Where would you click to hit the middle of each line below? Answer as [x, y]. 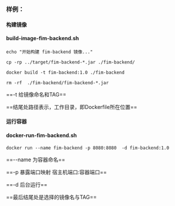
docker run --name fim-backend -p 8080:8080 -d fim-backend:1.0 [87, 148]
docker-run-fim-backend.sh [42, 135]
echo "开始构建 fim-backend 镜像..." [49, 52]
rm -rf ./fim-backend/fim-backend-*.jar [58, 83]
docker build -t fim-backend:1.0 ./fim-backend [65, 72]
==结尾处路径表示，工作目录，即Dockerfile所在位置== [72, 107]
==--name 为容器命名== [36, 160]
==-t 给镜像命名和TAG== [36, 94]
